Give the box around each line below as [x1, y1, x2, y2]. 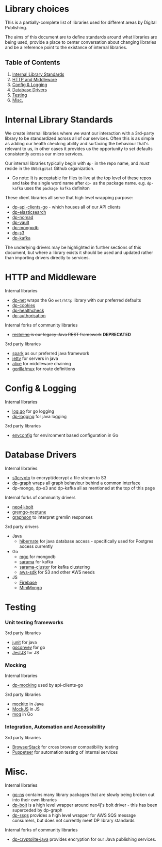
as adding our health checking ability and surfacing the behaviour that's [5, 140, 149, 146]
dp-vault [12, 220, 30, 225]
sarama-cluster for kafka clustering [19, 564, 90, 570]
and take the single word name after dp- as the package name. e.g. [12, 180, 146, 186]
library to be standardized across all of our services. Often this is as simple [5, 135, 154, 141]
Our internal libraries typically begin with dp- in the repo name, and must [5, 160, 149, 166]
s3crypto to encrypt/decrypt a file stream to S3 [12, 474, 107, 480]
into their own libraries [12, 796, 57, 802]
